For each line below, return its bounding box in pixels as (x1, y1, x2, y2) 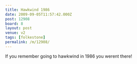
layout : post (5, 26, 32, 31)
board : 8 (5, 21, 23, 26)
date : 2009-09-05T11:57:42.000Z (5, 12, 72, 17)
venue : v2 (5, 30, 26, 35)
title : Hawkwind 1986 (5, 7, 50, 12)
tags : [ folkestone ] (5, 35, 46, 40)
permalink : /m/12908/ (5, 40, 50, 45)
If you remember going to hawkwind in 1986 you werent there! (5, 53, 133, 59)
